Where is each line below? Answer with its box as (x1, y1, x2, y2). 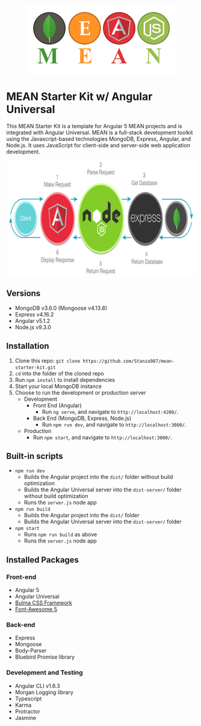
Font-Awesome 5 (14, 606, 57, 613)
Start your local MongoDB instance (14, 383, 102, 390)
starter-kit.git (14, 365, 56, 371)
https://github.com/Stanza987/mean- (82, 358, 175, 364)
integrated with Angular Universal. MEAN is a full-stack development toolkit (6, 129, 193, 136)
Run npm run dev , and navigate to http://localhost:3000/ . (42, 420, 187, 428)
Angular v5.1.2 (14, 317, 50, 324)
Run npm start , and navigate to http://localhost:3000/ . (32, 434, 173, 441)
